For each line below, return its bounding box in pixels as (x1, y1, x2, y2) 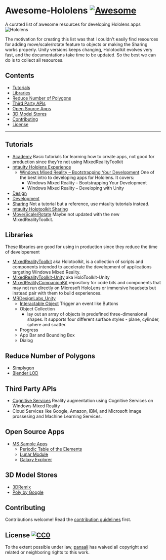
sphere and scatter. (27, 322, 67, 328)
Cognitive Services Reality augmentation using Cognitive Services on (12, 398, 154, 403)
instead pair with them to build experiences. (12, 290, 102, 296)
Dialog (19, 338, 33, 344)
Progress (19, 327, 39, 333)
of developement (5, 249, 40, 255)
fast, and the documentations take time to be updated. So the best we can (5, 52, 156, 58)
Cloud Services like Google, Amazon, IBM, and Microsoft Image (12, 408, 142, 414)
